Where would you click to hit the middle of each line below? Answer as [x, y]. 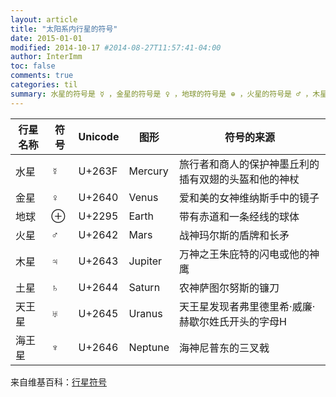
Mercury [148, 171]
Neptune [149, 347]
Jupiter [145, 261]
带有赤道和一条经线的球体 [239, 216]
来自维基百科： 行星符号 [58, 382]
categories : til [44, 85]
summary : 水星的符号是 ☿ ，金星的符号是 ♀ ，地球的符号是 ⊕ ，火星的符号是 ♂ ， [161, 94]
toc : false [33, 66]
